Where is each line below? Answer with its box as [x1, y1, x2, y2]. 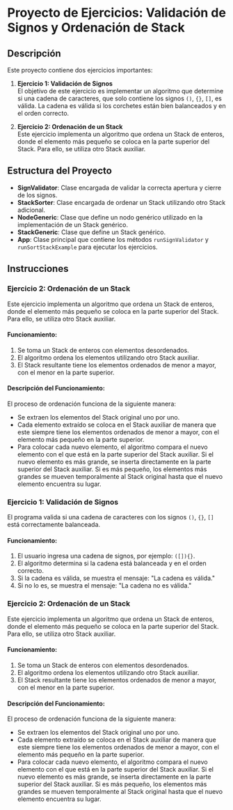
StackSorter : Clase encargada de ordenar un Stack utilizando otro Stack [17, 198, 226, 206]
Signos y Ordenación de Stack [7, 20, 186, 36]
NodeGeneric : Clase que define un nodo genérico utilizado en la [17, 213, 203, 221]
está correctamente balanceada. [7, 521, 101, 529]
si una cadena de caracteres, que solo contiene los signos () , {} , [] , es [17, 94, 223, 102]
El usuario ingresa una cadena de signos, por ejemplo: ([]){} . [17, 552, 195, 560]
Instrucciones [7, 263, 69, 275]
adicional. [17, 206, 45, 214]
